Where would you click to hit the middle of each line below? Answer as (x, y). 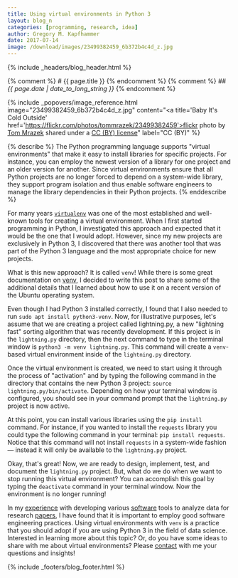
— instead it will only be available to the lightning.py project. (97, 450)
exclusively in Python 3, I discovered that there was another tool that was (114, 243)
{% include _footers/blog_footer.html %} (66, 567)
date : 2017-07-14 (33, 41)
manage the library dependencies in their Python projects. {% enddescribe (117, 192)
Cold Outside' (27, 117)
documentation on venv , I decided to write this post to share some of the (114, 280)
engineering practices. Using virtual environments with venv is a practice (113, 523)
